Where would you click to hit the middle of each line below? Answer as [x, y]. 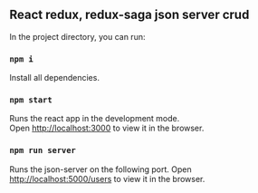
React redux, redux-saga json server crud [129, 15]
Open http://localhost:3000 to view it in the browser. [107, 128]
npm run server [43, 150]
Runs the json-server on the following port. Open [100, 169]
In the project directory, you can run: [77, 36]
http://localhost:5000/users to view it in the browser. [107, 179]
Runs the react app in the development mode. [95, 119]
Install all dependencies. [54, 78]
